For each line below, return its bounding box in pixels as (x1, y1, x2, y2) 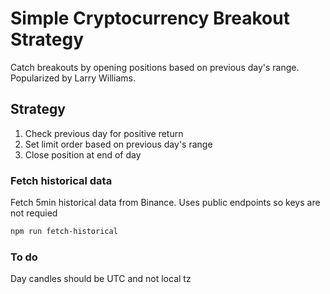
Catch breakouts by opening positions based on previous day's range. (10, 61, 300, 73)
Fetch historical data (10, 173, 113, 187)
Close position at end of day (24, 148, 142, 161)
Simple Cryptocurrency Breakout (10, 7, 290, 30)
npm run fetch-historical (10, 227, 118, 237)
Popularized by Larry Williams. (10, 72, 136, 84)
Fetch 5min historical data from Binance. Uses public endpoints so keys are (10, 197, 321, 209)
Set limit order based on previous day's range (24, 138, 213, 150)
